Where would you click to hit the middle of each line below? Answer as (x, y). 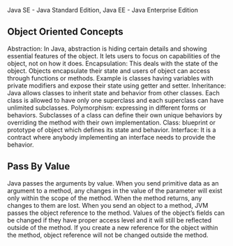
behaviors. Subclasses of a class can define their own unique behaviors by (115, 115)
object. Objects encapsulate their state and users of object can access (109, 71)
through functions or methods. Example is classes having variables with (111, 78)
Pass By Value (39, 166)
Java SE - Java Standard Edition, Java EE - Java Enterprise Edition (103, 10)
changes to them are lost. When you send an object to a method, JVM (108, 205)
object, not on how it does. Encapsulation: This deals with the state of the (113, 63)
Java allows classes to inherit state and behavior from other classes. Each (113, 92)
